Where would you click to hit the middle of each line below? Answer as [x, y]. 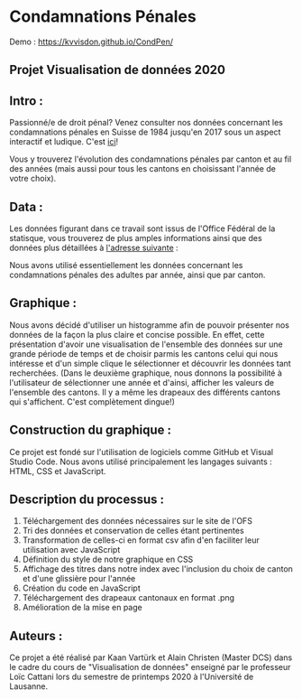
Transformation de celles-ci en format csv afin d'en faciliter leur [141, 540]
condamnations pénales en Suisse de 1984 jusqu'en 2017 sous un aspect [145, 132]
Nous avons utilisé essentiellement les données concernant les [126, 265]
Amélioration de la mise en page [82, 608]
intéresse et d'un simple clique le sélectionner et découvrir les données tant [150, 363]
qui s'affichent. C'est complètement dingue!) [92, 401]
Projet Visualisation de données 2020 [117, 70]
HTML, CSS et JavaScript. [58, 471]
